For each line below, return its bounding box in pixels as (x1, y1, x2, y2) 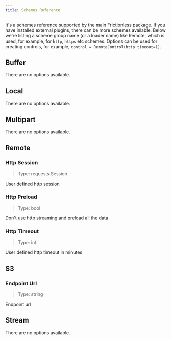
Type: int (17, 239, 37, 246)
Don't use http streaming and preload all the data (5, 215, 109, 221)
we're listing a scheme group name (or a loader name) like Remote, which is (5, 32, 165, 38)
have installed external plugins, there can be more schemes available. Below (5, 27, 166, 33)
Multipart (5, 115, 36, 124)
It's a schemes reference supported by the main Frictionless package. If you (5, 22, 166, 28)
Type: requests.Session (17, 170, 67, 177)
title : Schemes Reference (5, 7, 60, 13)
